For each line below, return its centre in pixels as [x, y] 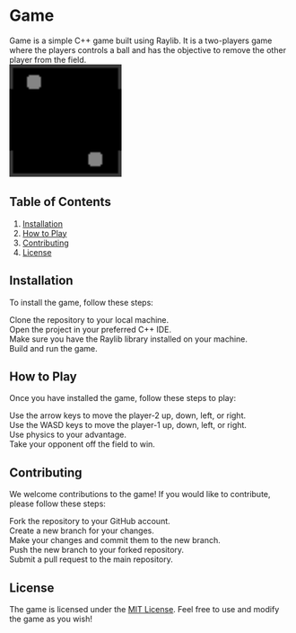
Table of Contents [61, 202]
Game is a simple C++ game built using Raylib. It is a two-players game [141, 40]
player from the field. [48, 59]
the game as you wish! [51, 619]
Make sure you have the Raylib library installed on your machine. [129, 339]
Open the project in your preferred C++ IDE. [91, 329]
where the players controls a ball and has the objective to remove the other [148, 49]
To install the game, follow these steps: [82, 302]
